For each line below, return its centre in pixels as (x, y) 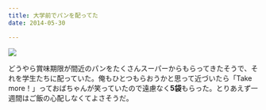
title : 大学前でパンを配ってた (53, 15)
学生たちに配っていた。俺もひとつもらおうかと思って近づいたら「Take (137, 78)
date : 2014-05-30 (37, 23)
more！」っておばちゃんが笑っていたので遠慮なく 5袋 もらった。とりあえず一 (133, 88)
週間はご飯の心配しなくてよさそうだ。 (71, 98)
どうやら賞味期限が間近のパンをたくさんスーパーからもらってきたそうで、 (130, 68)
